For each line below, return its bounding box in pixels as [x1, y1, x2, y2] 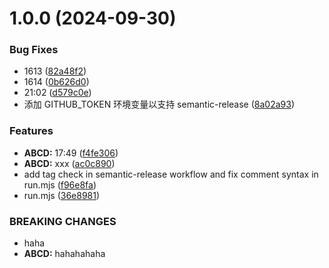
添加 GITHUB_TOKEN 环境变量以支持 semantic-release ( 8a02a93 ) [23, 98, 296, 111]
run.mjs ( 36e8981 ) [23, 189, 101, 201]
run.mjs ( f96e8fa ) [23, 178, 97, 191]
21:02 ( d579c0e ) [23, 87, 92, 99]
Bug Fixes [9, 43, 59, 57]
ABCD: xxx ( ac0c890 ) [23, 157, 116, 169]
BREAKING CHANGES [9, 214, 117, 228]
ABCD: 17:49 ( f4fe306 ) [23, 147, 119, 159]
